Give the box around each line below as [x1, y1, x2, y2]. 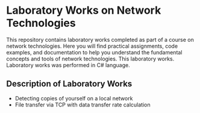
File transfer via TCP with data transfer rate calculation [14, 101, 151, 108]
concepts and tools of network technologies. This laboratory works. [6, 55, 175, 62]
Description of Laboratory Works [6, 79, 133, 89]
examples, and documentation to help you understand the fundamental [6, 48, 183, 56]
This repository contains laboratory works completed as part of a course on [6, 36, 194, 43]
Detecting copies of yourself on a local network [14, 94, 133, 102]
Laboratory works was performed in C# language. [6, 61, 131, 69]
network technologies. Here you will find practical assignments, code [6, 42, 178, 50]
